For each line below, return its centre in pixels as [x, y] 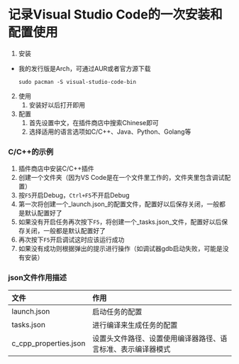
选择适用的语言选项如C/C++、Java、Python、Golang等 [110, 132]
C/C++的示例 [31, 151]
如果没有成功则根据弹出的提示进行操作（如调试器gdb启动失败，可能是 [120, 249]
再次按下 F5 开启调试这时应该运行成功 [71, 240]
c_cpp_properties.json [49, 343]
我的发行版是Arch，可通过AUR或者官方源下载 [84, 68]
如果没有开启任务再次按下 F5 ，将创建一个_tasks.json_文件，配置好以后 [120, 222]
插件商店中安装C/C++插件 [56, 168]
